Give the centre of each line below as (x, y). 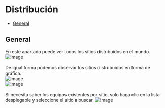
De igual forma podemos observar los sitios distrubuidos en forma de (78, 67)
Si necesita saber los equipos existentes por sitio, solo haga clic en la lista (82, 94)
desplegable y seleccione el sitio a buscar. (49, 100)
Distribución (32, 9)
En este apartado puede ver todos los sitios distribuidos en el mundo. (78, 51)
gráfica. (13, 73)
